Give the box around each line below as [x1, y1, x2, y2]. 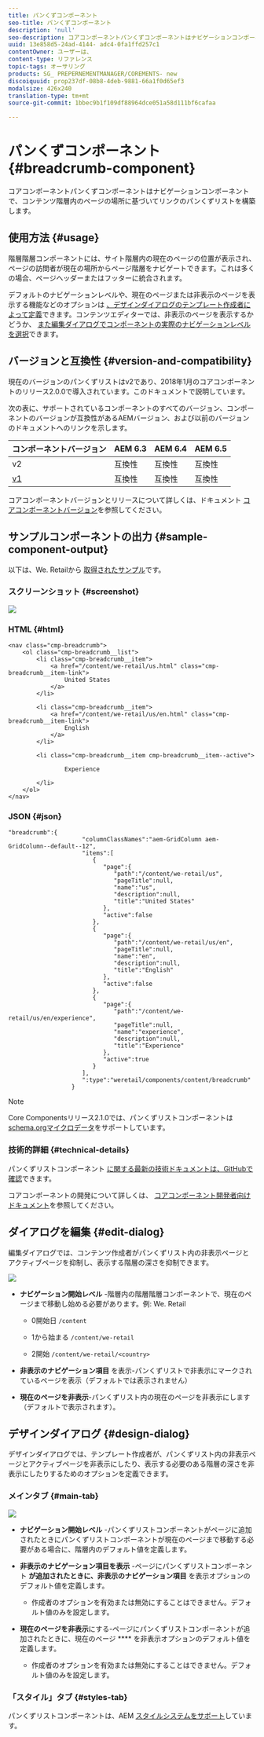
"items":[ [82, 849, 114, 857]
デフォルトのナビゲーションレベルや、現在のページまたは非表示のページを [8, 290, 249, 299]
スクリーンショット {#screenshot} [8, 586, 140, 597]
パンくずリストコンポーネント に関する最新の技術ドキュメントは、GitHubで [8, 1163, 254, 1173]
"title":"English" [113, 966, 174, 974]
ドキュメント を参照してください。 [8, 1200, 119, 1210]
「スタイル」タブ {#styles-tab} [8, 1691, 128, 1702]
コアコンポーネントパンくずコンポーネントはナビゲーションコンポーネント [8, 186, 250, 196]
